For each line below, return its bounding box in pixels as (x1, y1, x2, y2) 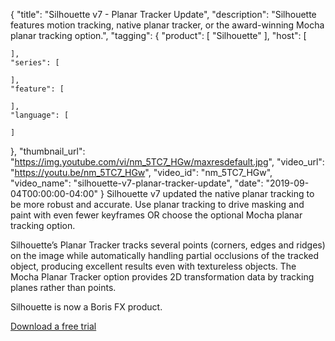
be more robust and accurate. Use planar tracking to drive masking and (10, 199, 305, 210)
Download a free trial (10, 320, 97, 332)
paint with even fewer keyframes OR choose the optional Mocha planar (10, 209, 303, 221)
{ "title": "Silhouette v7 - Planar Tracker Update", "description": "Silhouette (10, 9, 317, 20)
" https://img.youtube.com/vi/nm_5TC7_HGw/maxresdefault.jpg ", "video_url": (10, 156, 325, 168)
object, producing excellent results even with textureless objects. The (10, 260, 297, 272)
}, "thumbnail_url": (10, 145, 86, 157)
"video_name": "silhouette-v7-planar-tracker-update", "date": (10, 177, 264, 189)
